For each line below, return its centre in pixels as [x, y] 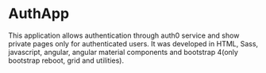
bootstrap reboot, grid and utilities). [66, 60]
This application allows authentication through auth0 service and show [124, 35]
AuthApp [39, 14]
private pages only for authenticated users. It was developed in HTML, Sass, [133, 43]
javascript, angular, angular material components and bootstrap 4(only [123, 52]
